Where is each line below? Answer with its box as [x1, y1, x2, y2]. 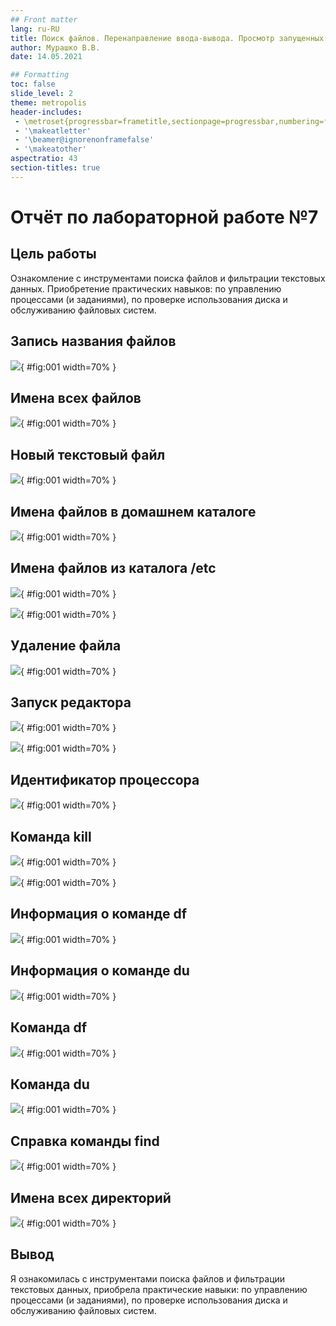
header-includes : [10, 107, 83, 117]
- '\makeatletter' [14, 126, 92, 136]
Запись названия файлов [10, 333, 177, 350]
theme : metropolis [10, 97, 87, 108]
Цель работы [10, 246, 97, 263]
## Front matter [10, 14, 78, 25]
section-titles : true [10, 163, 101, 173]
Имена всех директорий [10, 1189, 172, 1206]
